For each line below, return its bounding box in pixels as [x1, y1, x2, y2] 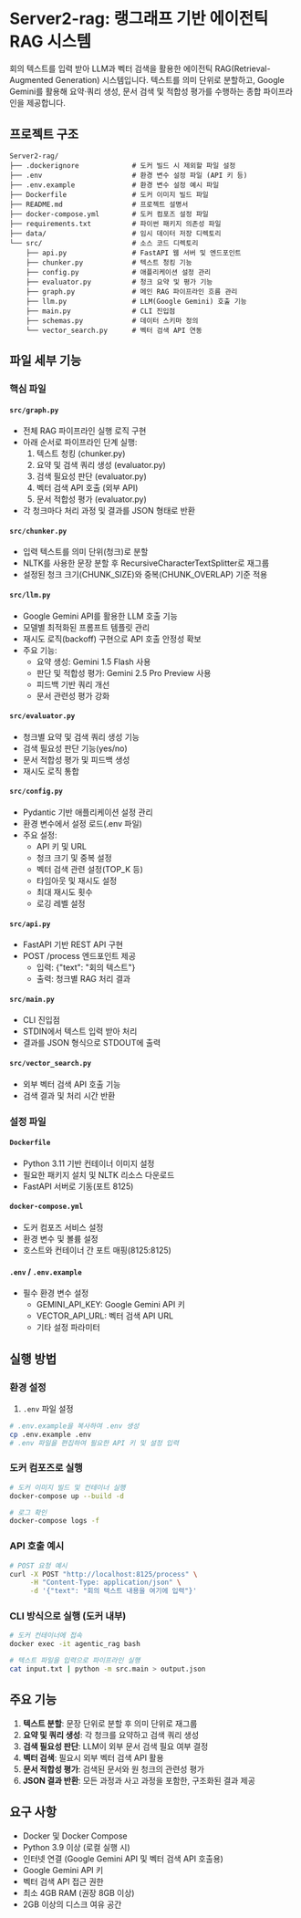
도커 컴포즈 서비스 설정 [22, 1222, 104, 1233]
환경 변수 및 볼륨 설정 [22, 1234, 99, 1245]
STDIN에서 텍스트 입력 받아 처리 [22, 1026, 138, 1037]
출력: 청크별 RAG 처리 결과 [36, 974, 130, 985]
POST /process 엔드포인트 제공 [22, 951, 137, 962]
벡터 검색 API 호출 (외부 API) [36, 483, 139, 494]
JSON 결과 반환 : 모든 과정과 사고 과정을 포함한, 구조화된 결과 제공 [22, 1775, 255, 1786]
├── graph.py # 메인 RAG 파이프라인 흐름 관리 [26, 287, 238, 297]
